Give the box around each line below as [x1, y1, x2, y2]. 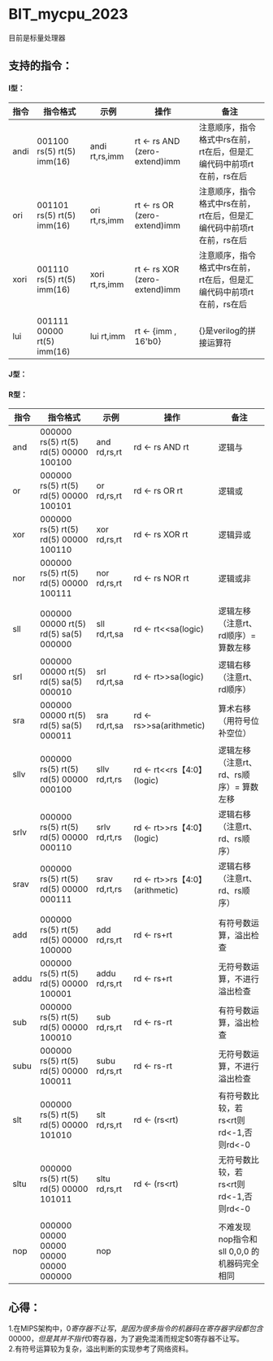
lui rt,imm [89, 330, 126, 341]
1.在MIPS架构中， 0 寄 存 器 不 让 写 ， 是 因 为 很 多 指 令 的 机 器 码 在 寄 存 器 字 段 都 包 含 [8, 1324, 263, 1333]
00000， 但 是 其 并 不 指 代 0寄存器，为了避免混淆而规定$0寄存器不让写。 [8, 1334, 244, 1344]
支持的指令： [8, 59, 73, 73]
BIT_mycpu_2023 [8, 5, 128, 24]
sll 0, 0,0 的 [218, 1246, 260, 1257]
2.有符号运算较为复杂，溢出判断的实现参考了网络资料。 [8, 1344, 193, 1354]
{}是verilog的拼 [198, 324, 256, 336]
